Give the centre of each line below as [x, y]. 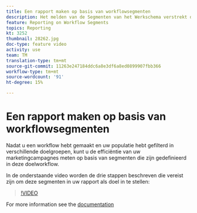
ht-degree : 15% [25, 83]
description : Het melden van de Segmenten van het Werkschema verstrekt [97, 17]
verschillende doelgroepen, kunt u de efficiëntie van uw [73, 151]
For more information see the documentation [60, 204]
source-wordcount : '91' [35, 77]
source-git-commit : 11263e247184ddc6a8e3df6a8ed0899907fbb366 [84, 66]
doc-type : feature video [36, 45]
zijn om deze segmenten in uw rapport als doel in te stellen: [78, 181]
